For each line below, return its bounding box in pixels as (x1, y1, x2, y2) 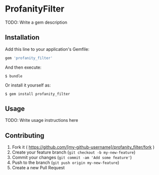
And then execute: (5, 64, 42, 70)
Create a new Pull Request (12, 165, 65, 171)
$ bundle (5, 73, 23, 78)
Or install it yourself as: (5, 82, 51, 88)
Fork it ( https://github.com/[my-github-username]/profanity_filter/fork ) (12, 144, 155, 150)
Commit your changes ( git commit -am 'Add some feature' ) (12, 155, 132, 160)
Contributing (5, 131, 44, 140)
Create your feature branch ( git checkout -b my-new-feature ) (12, 149, 136, 155)
